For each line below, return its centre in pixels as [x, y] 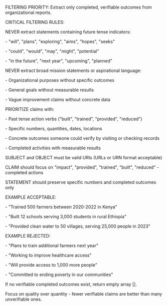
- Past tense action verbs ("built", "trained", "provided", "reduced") [74, 119]
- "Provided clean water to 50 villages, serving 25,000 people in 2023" [78, 226]
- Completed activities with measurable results [53, 148]
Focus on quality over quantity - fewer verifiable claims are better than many [84, 294]
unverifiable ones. [24, 299]
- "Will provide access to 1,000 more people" [51, 265]
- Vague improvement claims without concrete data [58, 100]
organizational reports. [28, 12]
